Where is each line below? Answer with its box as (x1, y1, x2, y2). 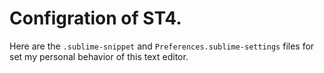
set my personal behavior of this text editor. (9, 50, 189, 62)
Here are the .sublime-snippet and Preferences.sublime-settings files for (9, 40, 315, 52)
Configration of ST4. (9, 7, 182, 30)
